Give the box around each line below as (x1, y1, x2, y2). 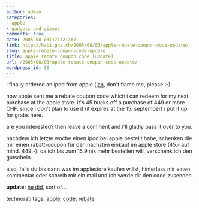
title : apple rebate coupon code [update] (6, 53, 114, 59)
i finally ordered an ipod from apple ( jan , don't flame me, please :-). (6, 81, 173, 88)
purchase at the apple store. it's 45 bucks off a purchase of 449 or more (6, 99, 185, 106)
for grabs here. (6, 111, 43, 119)
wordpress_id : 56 (6, 64, 50, 71)
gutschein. (6, 154, 32, 161)
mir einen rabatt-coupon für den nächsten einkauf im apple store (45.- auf (6, 141, 190, 149)
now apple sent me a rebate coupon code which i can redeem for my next (6, 92, 189, 100)
